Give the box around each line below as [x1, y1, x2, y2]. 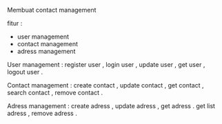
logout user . [7, 68, 43, 76]
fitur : [7, 19, 23, 27]
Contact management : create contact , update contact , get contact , [7, 81, 204, 89]
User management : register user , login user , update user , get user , [7, 61, 205, 68]
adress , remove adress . [7, 110, 77, 117]
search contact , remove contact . [7, 89, 103, 96]
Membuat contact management [7, 6, 97, 14]
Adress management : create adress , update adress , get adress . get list [7, 102, 216, 110]
